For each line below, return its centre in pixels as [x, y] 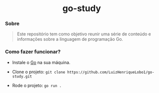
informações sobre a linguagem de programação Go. [70, 39]
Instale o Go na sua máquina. [41, 62]
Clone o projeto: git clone [39, 72]
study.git [22, 76]
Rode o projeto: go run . [37, 85]
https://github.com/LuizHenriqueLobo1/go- [111, 72]
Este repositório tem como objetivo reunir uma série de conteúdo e [84, 34]
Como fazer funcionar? [33, 52]
